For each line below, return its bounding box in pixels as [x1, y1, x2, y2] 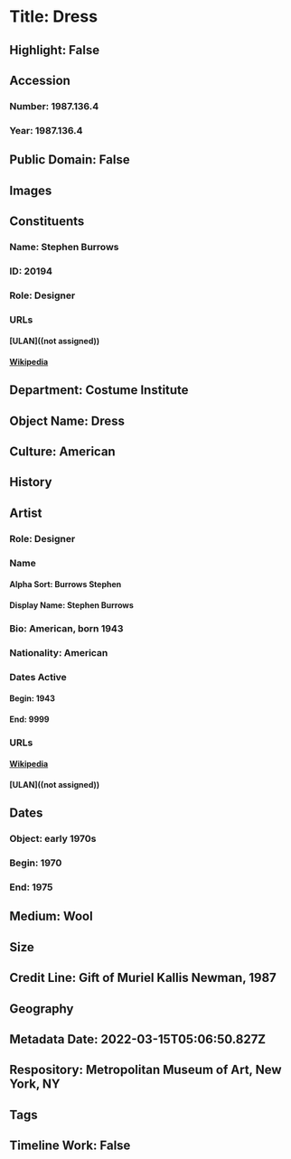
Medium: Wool [9, 909, 93, 924]
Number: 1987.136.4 [9, 99, 99, 112]
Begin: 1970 [9, 856, 62, 869]
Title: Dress [9, 6, 98, 27]
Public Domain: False [9, 152, 130, 168]
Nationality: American [9, 646, 108, 659]
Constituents [9, 213, 85, 229]
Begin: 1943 [9, 693, 56, 704]
